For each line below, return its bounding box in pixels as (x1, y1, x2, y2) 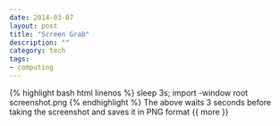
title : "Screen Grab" (9, 29, 90, 38)
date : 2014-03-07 (9, 13, 74, 22)
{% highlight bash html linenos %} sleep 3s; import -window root (9, 87, 249, 98)
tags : (9, 55, 30, 63)
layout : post (9, 21, 58, 30)
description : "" (9, 38, 70, 47)
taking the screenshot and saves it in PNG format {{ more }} (9, 106, 229, 117)
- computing (9, 63, 54, 72)
